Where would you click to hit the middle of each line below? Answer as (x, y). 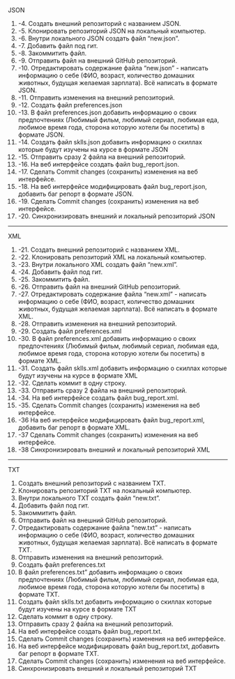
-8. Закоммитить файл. (52, 53)
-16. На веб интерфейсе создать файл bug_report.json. (99, 164)
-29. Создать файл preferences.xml (70, 331)
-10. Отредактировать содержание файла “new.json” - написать (113, 68)
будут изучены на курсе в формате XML (78, 375)
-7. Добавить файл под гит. (58, 46)
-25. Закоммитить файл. (54, 279)
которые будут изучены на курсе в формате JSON (93, 150)
